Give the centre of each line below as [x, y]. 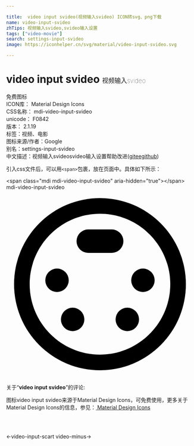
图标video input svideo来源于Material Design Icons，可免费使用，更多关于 [97, 399]
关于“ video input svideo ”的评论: [46, 387]
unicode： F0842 [28, 119]
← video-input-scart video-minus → [49, 436]
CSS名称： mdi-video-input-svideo [49, 112]
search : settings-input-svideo [45, 39]
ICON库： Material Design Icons [45, 104]
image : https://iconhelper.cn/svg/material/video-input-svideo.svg [92, 45]
